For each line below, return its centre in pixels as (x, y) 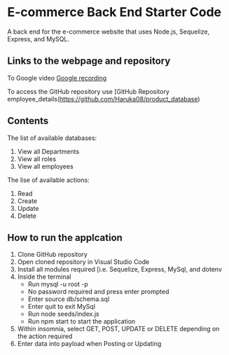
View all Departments (48, 151)
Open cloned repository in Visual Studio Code (83, 262)
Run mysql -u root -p (58, 284)
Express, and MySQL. (39, 39)
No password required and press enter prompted (98, 292)
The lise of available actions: (48, 180)
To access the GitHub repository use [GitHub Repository (89, 91)
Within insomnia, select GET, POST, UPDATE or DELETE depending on (118, 329)
